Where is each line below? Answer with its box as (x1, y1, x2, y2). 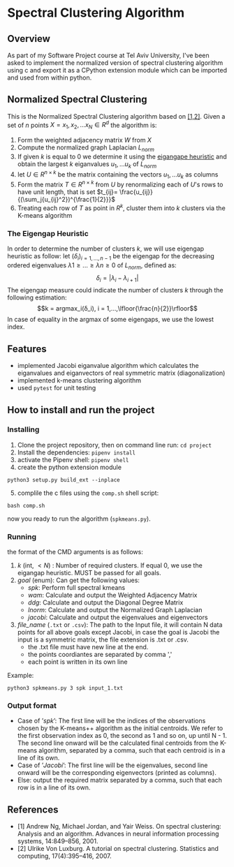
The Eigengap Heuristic (7, 228, 89, 238)
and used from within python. (7, 73, 92, 82)
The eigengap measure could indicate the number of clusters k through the (7, 286, 224, 295)
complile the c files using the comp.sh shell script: (17, 489, 159, 497)
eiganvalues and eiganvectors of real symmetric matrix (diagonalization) (17, 369, 226, 378)
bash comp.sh (7, 502, 45, 509)
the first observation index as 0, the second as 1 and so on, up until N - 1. (17, 732, 227, 740)
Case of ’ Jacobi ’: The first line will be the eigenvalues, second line (17, 761, 208, 769)
